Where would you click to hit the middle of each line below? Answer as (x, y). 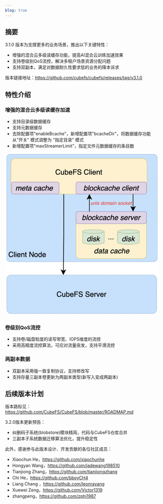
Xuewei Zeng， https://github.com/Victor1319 (57, 490)
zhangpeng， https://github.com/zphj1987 (54, 496)
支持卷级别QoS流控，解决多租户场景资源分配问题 (61, 61)
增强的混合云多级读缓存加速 (38, 110)
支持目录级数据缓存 (31, 121)
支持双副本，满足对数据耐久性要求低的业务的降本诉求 (66, 67)
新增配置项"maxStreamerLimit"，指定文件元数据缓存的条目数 (73, 146)
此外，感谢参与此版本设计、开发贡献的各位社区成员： (59, 449)
